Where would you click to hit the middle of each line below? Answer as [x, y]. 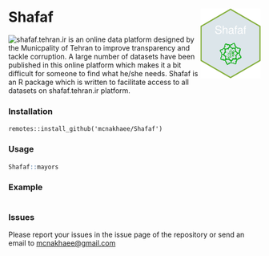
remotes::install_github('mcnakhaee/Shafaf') [85, 129]
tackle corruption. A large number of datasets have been [102, 56]
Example [26, 187]
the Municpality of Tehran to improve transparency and [99, 47]
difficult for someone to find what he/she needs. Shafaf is [103, 73]
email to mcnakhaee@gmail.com [62, 243]
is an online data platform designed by [131, 39]
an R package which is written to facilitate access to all [99, 82]
